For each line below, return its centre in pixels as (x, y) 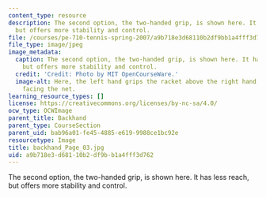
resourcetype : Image (42, 140)
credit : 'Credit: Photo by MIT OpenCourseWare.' (97, 74)
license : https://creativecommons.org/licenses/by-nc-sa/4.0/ (113, 103)
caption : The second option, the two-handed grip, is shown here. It (132, 60)
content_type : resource (47, 15)
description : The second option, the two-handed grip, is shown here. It (133, 23)
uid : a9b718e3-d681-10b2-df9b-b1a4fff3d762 (81, 155)
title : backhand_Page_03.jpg (56, 148)
